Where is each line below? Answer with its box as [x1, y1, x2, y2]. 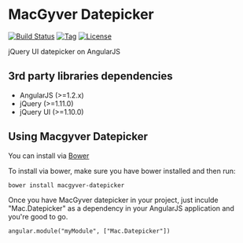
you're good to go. [8, 212, 68, 221]
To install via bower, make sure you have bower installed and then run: [8, 166, 236, 175]
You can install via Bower [8, 151, 90, 160]
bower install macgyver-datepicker [8, 181, 125, 190]
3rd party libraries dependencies [8, 69, 173, 83]
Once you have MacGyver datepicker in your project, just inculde [8, 195, 219, 204]
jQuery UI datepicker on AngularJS [8, 46, 120, 56]
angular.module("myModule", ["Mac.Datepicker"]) [8, 226, 171, 235]
